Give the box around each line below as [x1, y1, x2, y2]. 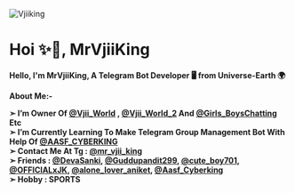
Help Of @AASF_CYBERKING [9, 136, 118, 147]
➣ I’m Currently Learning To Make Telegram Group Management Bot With [9, 126, 286, 137]
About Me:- [9, 90, 53, 101]
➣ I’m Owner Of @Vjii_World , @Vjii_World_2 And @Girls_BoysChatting [9, 108, 277, 118]
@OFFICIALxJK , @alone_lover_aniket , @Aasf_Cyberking [9, 165, 224, 175]
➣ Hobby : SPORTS [9, 173, 81, 184]
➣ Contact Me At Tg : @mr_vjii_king [9, 145, 142, 156]
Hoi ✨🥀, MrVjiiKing [9, 40, 151, 60]
